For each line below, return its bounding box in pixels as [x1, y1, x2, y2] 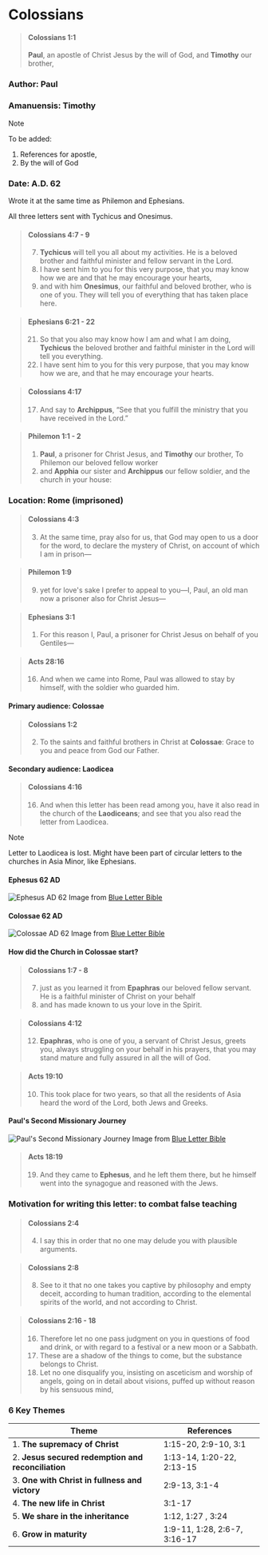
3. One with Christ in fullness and [12, 1474, 142, 1485]
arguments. [39, 1245, 77, 1254]
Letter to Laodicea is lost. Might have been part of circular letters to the [8, 848, 242, 858]
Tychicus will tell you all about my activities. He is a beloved [39, 248, 238, 257]
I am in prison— [39, 549, 92, 559]
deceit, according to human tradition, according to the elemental [39, 1289, 251, 1298]
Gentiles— [39, 638, 74, 648]
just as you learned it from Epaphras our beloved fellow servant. [39, 983, 252, 993]
